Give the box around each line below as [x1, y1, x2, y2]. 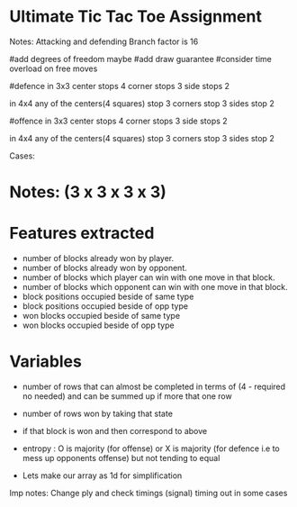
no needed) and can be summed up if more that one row [22, 391, 232, 402]
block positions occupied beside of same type [22, 291, 194, 303]
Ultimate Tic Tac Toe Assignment [9, 6, 263, 27]
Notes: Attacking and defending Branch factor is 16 [9, 36, 199, 47]
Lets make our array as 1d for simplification [22, 470, 183, 481]
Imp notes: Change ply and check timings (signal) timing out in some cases [9, 488, 288, 498]
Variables [9, 351, 83, 372]
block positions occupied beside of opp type [22, 301, 189, 312]
